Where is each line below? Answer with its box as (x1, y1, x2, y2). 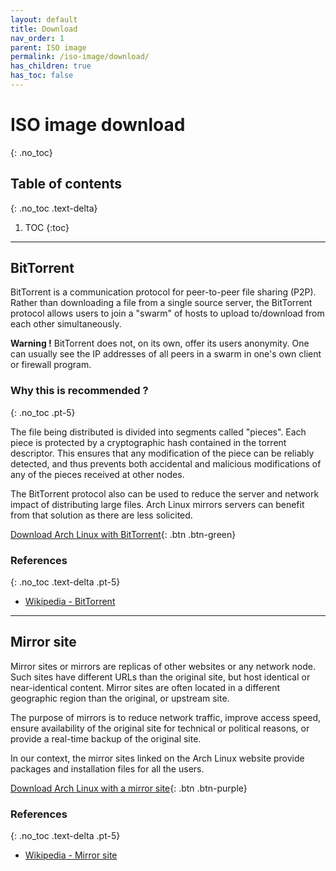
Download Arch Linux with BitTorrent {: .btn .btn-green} (10, 528, 237, 540)
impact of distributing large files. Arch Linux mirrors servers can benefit (10, 498, 305, 510)
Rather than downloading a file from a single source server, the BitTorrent (10, 297, 313, 309)
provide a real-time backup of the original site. (10, 732, 202, 745)
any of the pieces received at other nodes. (10, 468, 185, 480)
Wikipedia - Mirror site (24, 849, 118, 861)
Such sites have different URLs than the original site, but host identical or (10, 671, 311, 683)
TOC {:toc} (24, 221, 70, 233)
